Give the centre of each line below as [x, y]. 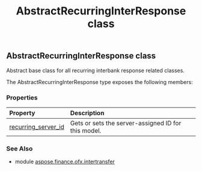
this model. [86, 130]
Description [87, 113]
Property [22, 113]
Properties [22, 97]
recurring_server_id [37, 127]
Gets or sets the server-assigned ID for [126, 123]
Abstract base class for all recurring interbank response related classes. [96, 70]
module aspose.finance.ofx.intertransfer [65, 162]
